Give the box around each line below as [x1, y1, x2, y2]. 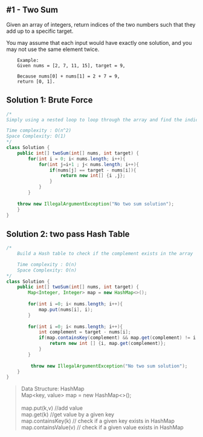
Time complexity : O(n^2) [6, 127, 71, 134]
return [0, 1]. [17, 78, 56, 84]
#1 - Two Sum [6, 5, 59, 15]
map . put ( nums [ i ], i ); [38, 306, 94, 313]
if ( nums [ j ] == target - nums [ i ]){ [49, 167, 137, 173]
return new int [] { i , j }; [60, 173, 126, 179]
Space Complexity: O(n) [17, 267, 77, 273]
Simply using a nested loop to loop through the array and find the [6, 116, 182, 123]
